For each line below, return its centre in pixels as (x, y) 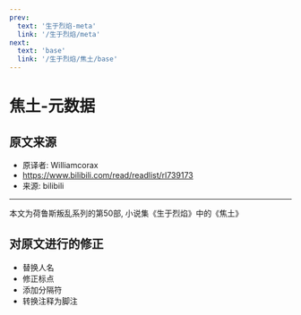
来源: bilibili (43, 186)
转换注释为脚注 (50, 301)
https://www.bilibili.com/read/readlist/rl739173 (108, 175)
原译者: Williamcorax (60, 165)
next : (19, 43)
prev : (19, 17)
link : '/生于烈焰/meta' (59, 34)
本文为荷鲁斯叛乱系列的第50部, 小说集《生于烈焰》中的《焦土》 (126, 213)
